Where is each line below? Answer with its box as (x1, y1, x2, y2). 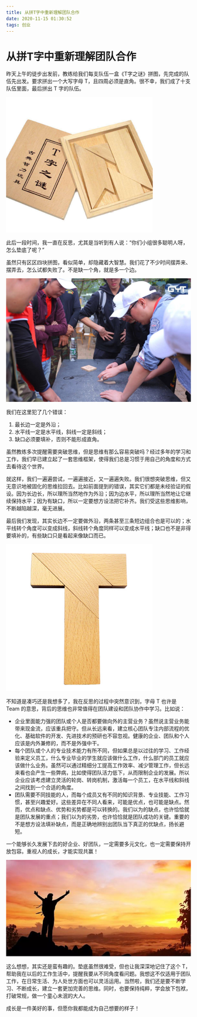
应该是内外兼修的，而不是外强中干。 (14, 739, 103, 746)
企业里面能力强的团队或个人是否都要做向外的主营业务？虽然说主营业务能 (14, 718, 189, 725)
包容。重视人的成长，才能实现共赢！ (11, 848, 98, 855)
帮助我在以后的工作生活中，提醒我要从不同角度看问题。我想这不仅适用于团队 (6, 971, 191, 978)
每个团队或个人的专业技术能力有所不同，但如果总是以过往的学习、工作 (14, 747, 185, 754)
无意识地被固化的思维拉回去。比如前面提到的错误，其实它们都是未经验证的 (6, 482, 186, 489)
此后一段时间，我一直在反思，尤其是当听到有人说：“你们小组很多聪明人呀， (6, 239, 189, 246)
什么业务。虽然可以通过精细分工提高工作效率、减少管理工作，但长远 (25, 762, 189, 769)
